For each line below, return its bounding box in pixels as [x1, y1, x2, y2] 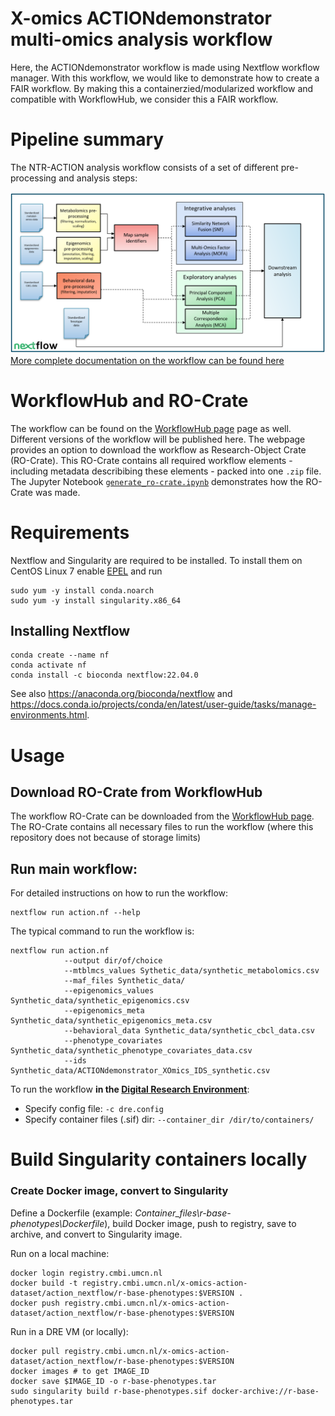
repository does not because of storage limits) [10, 832, 202, 844]
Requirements [10, 521, 130, 544]
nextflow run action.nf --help [10, 908, 141, 918]
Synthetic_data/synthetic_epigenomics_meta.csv [10, 1016, 213, 1026]
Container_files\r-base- [134, 1207, 232, 1219]
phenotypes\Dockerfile [10, 1217, 105, 1229]
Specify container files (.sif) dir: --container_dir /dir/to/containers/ [24, 1113, 315, 1126]
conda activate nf [10, 660, 87, 671]
